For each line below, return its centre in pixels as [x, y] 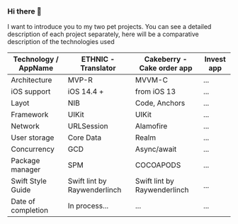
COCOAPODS [158, 165]
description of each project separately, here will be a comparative [103, 34]
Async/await [156, 150]
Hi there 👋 [25, 11]
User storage [33, 138]
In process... [88, 206]
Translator [98, 68]
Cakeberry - [166, 60]
